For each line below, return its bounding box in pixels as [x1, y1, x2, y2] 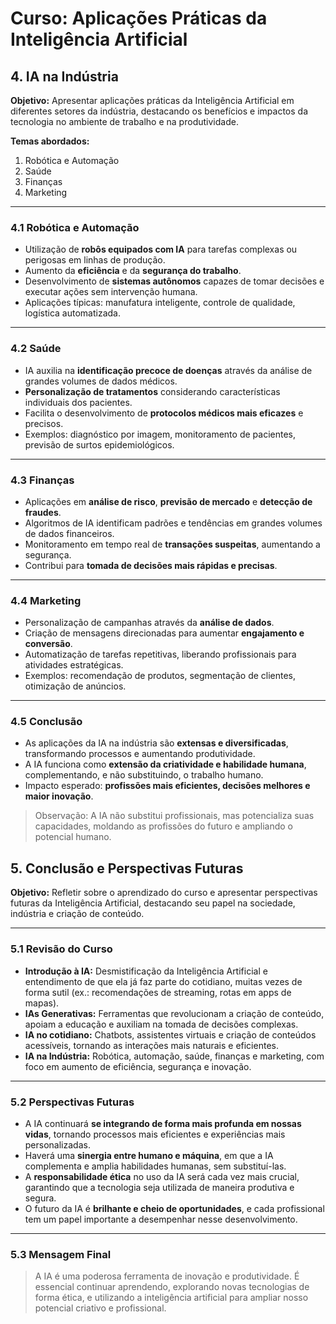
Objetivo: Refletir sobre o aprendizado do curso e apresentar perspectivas [10, 887, 318, 899]
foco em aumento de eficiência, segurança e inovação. [24, 1060, 252, 1072]
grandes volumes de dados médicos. [24, 375, 178, 387]
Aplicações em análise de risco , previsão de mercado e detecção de [24, 495, 313, 507]
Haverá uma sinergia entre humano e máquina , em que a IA [24, 1149, 274, 1161]
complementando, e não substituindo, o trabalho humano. [24, 769, 264, 781]
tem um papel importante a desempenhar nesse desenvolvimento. [24, 1213, 298, 1225]
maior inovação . [24, 790, 94, 802]
